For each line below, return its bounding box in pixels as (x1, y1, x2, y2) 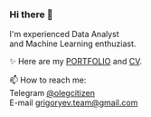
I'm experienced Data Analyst (9, 29, 119, 40)
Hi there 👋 (9, 8, 54, 21)
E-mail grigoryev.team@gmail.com (9, 97, 138, 108)
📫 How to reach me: (9, 74, 87, 85)
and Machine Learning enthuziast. (9, 38, 137, 49)
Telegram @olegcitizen (9, 88, 95, 99)
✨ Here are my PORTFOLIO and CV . (9, 56, 143, 67)
